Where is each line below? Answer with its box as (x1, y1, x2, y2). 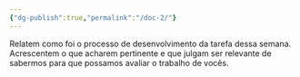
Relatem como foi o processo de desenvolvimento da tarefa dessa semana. (9, 38, 292, 49)
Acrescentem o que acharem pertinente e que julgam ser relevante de (9, 47, 272, 59)
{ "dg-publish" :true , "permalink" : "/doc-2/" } (9, 13, 177, 23)
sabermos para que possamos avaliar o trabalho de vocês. (9, 57, 229, 68)
